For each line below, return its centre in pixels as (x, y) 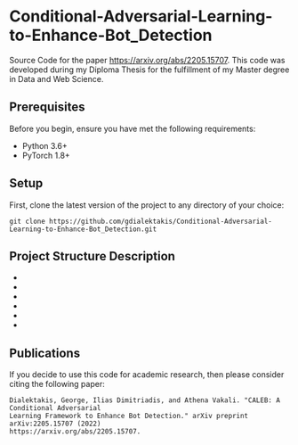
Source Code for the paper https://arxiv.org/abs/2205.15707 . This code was (147, 60)
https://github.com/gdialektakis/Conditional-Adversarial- (161, 221)
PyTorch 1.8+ (46, 155)
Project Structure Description (93, 256)
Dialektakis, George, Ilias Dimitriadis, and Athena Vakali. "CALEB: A (145, 400)
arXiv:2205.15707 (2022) (55, 424)
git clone (28, 221)
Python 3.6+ (45, 145)
